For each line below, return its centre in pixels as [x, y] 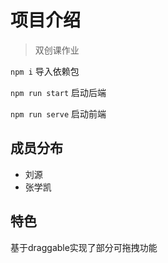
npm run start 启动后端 [58, 92]
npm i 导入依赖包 [45, 71]
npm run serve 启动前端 [58, 113]
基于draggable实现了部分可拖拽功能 [84, 247]
